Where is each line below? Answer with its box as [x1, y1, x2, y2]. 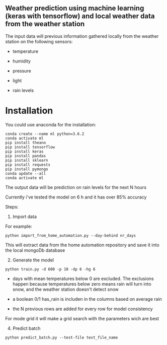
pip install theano [5, 140, 46, 145]
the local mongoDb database [5, 247, 65, 253]
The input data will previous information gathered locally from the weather [5, 33, 159, 39]
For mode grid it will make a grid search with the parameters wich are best [5, 315, 159, 321]
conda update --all [5, 171, 46, 176]
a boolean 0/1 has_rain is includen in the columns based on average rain [12, 296, 162, 302]
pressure [12, 67, 31, 74]
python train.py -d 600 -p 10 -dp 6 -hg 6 [5, 266, 96, 271]
